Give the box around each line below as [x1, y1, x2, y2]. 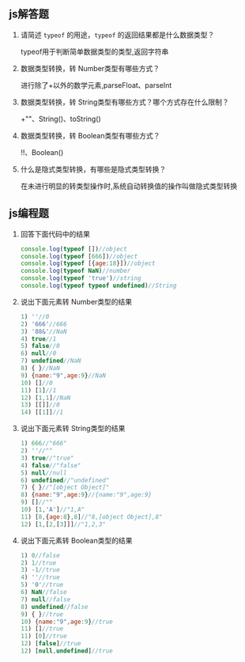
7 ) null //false [20, 596, 71, 603]
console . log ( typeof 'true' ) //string [20, 274, 141, 282]
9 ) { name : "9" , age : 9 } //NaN [20, 371, 106, 380]
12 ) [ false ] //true [20, 640, 81, 648]
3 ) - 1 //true [20, 566, 60, 574]
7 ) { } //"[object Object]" [20, 483, 110, 492]
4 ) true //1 [20, 335, 57, 342]
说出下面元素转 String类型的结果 [20, 424, 126, 433]
